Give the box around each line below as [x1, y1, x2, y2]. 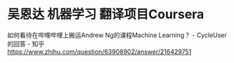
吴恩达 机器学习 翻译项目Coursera [7, 6, 204, 22]
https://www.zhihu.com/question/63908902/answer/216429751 [7, 47, 192, 56]
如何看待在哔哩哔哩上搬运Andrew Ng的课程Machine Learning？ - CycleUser [7, 31, 227, 39]
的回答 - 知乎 [7, 39, 45, 48]
